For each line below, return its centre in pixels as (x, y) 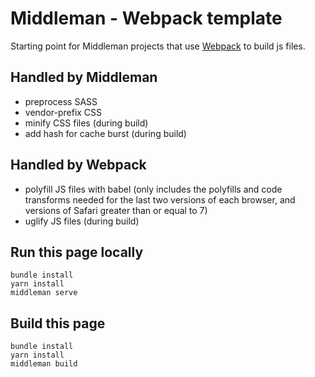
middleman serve (44, 293)
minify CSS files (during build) (86, 123)
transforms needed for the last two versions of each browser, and (160, 199)
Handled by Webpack (78, 165)
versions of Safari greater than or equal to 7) (116, 210)
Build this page (58, 323)
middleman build (44, 364)
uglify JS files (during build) (82, 221)
